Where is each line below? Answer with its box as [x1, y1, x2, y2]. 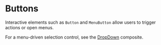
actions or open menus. [5, 24, 54, 30]
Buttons [5, 3, 39, 14]
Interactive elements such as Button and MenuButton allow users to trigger [5, 19, 156, 25]
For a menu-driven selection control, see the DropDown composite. [5, 34, 144, 40]
